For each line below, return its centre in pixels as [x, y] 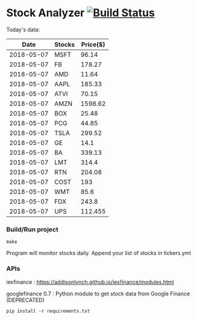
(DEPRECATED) [26, 300]
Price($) [93, 44]
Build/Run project [32, 229]
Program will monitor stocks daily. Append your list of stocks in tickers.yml [98, 253]
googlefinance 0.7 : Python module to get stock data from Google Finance [98, 293]
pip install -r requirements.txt [48, 311]
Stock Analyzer [45, 13]
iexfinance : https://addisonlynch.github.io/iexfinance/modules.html [90, 282]
